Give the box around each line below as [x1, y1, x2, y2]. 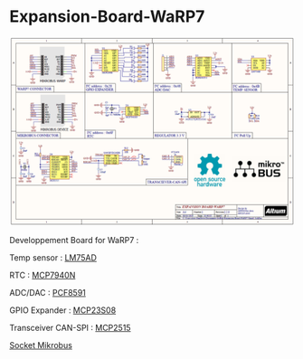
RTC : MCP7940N [9, 269, 76, 280]
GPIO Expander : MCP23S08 [9, 305, 117, 316]
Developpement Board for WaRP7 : [9, 234, 139, 245]
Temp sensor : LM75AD [9, 251, 98, 263]
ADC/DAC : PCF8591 [9, 287, 86, 298]
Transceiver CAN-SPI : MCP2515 [9, 322, 131, 333]
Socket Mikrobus [9, 339, 72, 350]
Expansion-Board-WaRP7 [9, 6, 205, 27]
